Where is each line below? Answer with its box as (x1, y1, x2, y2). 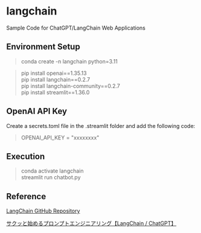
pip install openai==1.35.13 (21, 69, 87, 77)
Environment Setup (6, 42, 80, 52)
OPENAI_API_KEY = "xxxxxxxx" (21, 134, 100, 141)
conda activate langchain (21, 167, 84, 174)
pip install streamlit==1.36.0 (21, 89, 90, 96)
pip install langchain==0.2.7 (21, 75, 91, 83)
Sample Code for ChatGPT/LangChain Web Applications (6, 24, 146, 31)
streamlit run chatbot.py (21, 174, 81, 181)
